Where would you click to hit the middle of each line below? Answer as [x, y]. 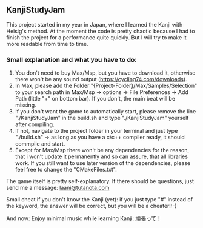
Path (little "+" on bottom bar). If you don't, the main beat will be [95, 99]
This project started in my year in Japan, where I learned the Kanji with [95, 24]
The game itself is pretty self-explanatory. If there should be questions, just [100, 181]
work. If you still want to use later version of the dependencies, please [103, 163]
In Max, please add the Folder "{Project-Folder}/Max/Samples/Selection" [106, 86]
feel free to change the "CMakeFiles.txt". [66, 170]
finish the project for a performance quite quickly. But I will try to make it [96, 37]
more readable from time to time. [47, 44]
